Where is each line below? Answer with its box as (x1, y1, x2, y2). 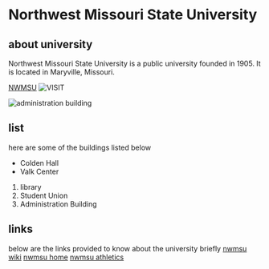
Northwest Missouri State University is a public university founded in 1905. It (8, 58, 261, 68)
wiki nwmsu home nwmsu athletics (8, 252, 124, 262)
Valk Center (19, 167, 59, 176)
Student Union (19, 191, 68, 200)
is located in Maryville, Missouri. (8, 67, 115, 77)
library (19, 182, 42, 191)
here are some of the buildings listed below (8, 143, 151, 152)
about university (8, 38, 93, 51)
